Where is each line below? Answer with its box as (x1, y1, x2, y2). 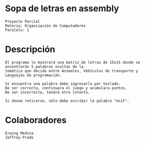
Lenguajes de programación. (5, 73, 62, 78)
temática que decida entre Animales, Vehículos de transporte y (5, 68, 138, 73)
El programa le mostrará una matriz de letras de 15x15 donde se (5, 60, 140, 65)
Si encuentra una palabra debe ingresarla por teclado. (5, 81, 121, 86)
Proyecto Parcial (5, 19, 40, 24)
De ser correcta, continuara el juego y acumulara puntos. (5, 85, 127, 90)
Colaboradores (5, 115, 67, 126)
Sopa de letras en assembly (5, 3, 119, 14)
